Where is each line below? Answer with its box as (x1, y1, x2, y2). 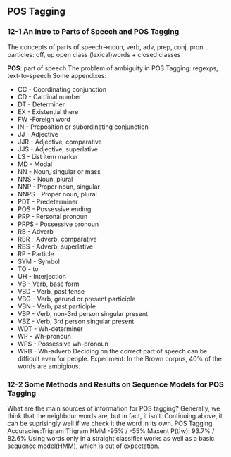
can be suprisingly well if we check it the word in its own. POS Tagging (7, 419, 213, 427)
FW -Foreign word (17, 115, 70, 123)
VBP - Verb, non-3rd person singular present (17, 309, 148, 318)
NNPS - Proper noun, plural (17, 189, 97, 198)
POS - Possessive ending (17, 204, 92, 213)
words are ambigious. (17, 362, 81, 370)
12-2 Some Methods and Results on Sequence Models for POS (7, 380, 224, 389)
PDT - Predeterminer (17, 197, 79, 206)
